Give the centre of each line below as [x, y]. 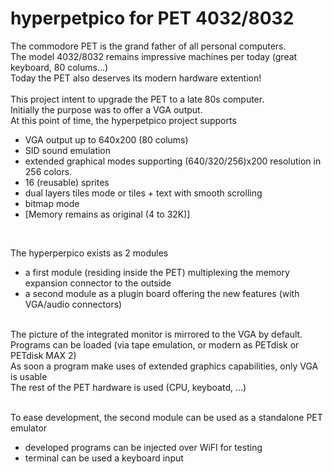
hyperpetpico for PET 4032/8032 [152, 18]
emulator [29, 428]
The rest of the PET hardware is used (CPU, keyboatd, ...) [128, 387]
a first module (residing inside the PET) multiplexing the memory [157, 272]
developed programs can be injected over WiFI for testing [143, 447]
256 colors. [48, 171]
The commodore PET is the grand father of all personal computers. [148, 46]
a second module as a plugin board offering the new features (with [162, 293]
